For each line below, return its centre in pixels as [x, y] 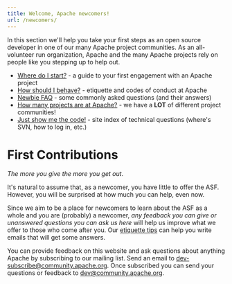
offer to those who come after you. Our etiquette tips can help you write [110, 230]
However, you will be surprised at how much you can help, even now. [106, 195]
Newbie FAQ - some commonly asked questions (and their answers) [114, 97]
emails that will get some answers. [56, 238]
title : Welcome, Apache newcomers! [59, 14]
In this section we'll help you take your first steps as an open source [104, 39]
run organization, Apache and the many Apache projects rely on [127, 54]
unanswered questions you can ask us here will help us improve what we [111, 223]
